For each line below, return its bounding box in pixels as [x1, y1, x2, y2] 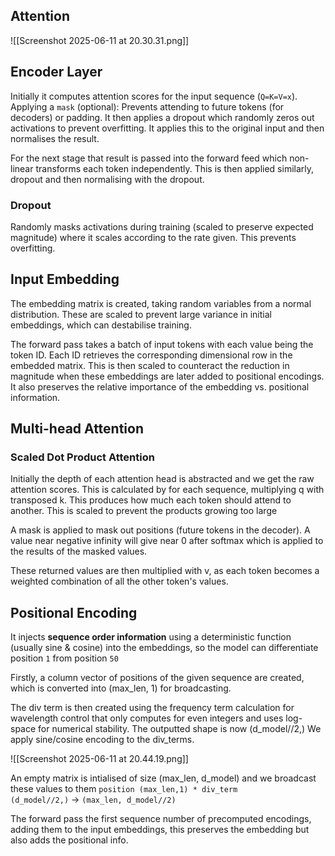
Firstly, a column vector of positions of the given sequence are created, [10, 672, 305, 684]
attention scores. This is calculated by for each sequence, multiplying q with [10, 484, 325, 496]
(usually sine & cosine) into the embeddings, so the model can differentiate [10, 642, 319, 654]
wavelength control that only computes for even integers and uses [10, 712, 284, 724]
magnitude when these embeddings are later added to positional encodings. [10, 370, 325, 382]
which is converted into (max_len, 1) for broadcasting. [10, 682, 232, 694]
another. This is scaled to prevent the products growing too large [10, 505, 278, 517]
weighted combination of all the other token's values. [10, 575, 229, 588]
